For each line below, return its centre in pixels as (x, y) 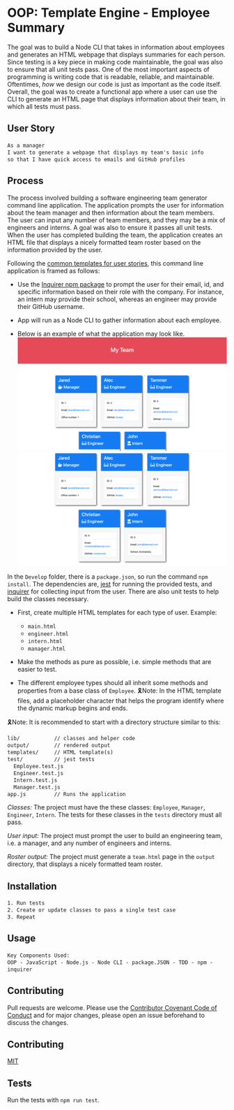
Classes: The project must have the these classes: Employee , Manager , (106, 807)
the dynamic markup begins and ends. (72, 708)
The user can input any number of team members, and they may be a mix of (116, 220)
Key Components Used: (39, 956)
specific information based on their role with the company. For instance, (120, 291)
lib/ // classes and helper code (71, 739)
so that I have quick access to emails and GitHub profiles (96, 159)
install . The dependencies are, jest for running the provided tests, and (110, 584)
